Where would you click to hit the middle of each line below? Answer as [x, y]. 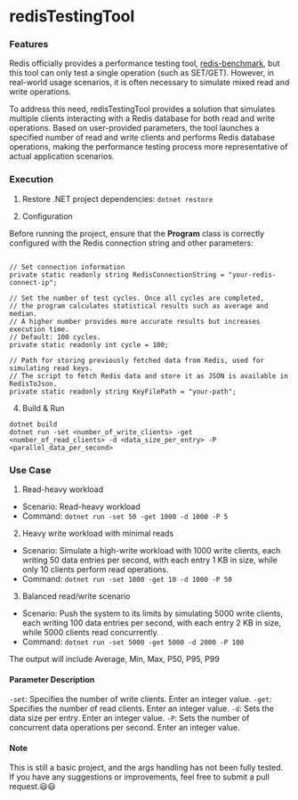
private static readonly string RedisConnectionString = [117, 275]
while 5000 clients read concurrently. [91, 633]
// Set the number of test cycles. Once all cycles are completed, [137, 298]
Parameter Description [52, 679]
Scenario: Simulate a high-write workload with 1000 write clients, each [151, 551]
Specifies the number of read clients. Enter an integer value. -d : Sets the [141, 708]
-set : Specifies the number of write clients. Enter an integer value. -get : [141, 699]
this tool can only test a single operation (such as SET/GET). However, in [141, 73]
